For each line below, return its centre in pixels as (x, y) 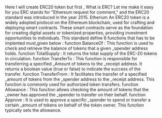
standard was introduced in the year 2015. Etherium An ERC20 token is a (77, 17)
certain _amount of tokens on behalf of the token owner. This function (74, 105)
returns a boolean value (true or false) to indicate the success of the (73, 69)
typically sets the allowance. (33, 110)
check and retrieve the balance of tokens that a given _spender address (77, 48)
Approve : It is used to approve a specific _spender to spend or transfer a (78, 100)
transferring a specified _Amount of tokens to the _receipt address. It (74, 64)
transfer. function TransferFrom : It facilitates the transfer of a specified (76, 74)
